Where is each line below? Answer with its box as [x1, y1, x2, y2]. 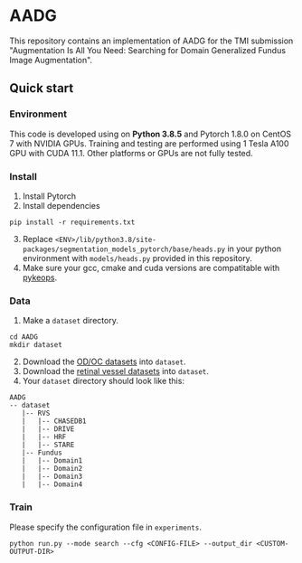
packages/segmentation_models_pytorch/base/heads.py [22, 245, 226, 254]
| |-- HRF [21, 433, 67, 442]
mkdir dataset [9, 341, 63, 350]
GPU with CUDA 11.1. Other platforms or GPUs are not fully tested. [9, 147, 253, 158]
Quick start [9, 80, 74, 96]
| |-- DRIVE [21, 425, 75, 434]
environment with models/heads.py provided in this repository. [22, 252, 253, 263]
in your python [227, 243, 282, 254]
